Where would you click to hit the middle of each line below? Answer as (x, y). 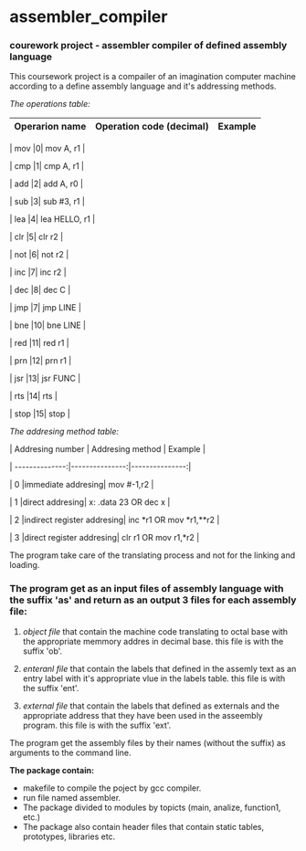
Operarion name (50, 127)
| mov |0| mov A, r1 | (47, 149)
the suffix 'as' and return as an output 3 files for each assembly (153, 600)
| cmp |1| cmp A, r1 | (47, 166)
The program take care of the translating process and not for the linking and (152, 555)
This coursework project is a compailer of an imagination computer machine (153, 77)
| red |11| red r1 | (40, 343)
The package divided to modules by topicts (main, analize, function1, (152, 807)
